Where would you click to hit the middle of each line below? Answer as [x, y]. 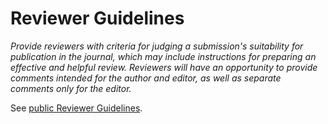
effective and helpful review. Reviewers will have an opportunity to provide [164, 67]
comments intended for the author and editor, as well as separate [146, 78]
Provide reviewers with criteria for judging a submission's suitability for [157, 46]
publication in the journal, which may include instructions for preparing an [163, 56]
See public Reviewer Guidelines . [76, 108]
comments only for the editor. [71, 88]
